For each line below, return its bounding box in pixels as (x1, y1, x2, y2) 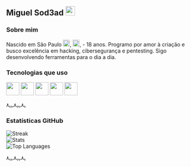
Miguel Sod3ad (6, 8, 64, 18)
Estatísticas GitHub (6, 116, 64, 125)
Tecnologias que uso (6, 68, 68, 76)
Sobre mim (6, 26, 39, 34)
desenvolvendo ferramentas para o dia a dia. (6, 53, 116, 60)
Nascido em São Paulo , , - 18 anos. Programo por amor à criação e (6, 41, 185, 48)
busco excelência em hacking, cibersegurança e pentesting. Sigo (6, 47, 167, 54)
